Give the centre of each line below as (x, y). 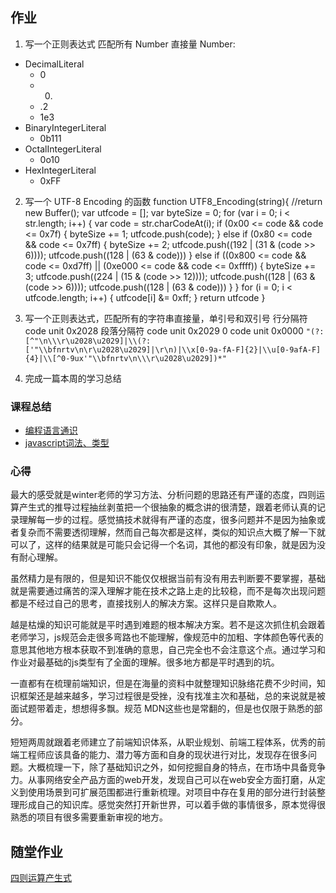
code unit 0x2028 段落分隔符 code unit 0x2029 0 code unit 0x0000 (164, 330)
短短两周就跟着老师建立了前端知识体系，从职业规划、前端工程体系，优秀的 (163, 742)
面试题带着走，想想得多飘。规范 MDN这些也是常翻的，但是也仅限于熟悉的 (162, 709)
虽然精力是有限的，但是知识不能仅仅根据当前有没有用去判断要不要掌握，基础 (168, 579)
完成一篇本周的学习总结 (73, 378)
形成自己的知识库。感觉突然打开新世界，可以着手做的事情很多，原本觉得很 (172, 805)
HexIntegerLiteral (60, 170)
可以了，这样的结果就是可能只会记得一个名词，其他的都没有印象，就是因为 (163, 545)
